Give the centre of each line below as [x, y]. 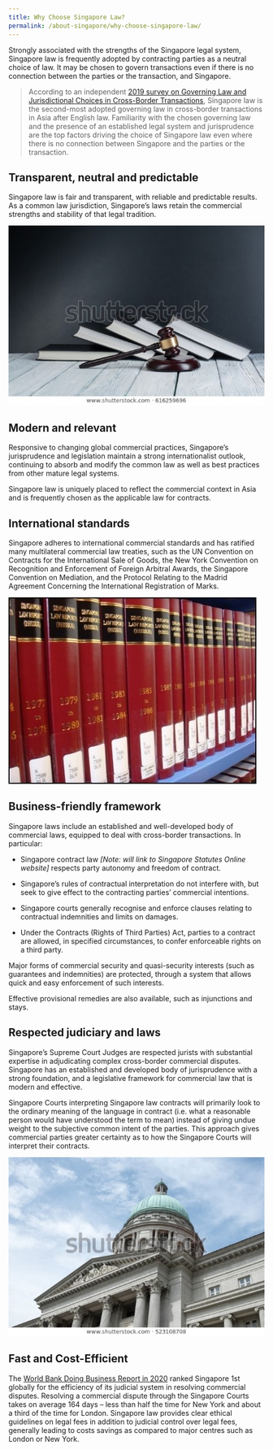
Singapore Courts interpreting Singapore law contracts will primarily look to [134, 1102]
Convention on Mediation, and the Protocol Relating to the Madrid [118, 577]
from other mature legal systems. [64, 473]
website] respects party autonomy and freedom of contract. [121, 868]
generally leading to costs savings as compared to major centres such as [131, 1430]
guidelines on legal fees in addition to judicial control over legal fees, [123, 1422]
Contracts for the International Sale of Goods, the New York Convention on [133, 560]
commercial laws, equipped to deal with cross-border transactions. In [125, 835]
